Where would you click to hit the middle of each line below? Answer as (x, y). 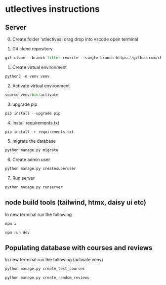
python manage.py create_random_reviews (47, 278)
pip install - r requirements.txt (40, 132)
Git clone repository (32, 49)
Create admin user (31, 160)
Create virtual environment (40, 67)
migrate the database (34, 141)
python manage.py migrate (32, 150)
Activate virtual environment (41, 85)
